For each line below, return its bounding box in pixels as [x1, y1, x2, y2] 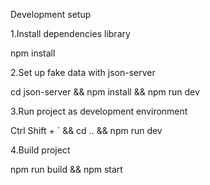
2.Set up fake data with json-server [10, 67, 156, 78]
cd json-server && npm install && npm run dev [10, 86, 200, 98]
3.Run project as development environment [10, 105, 188, 117]
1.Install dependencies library [10, 28, 131, 39]
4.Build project [10, 144, 71, 156]
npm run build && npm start [10, 164, 123, 175]
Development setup [10, 9, 92, 20]
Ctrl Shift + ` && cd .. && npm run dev [10, 125, 163, 136]
